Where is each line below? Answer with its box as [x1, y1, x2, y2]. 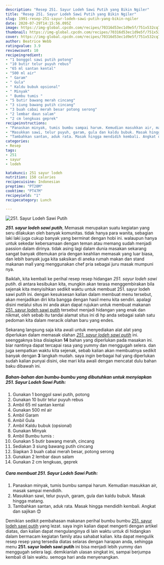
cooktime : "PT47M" [5, 188, 43, 193]
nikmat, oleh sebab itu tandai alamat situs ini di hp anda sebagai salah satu [5, 312, 155, 318]
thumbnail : [5, 30, 28, 35]
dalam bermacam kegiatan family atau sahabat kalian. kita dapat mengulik [5, 533, 154, 540]
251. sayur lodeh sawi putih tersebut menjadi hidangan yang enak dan [5, 307, 146, 313]
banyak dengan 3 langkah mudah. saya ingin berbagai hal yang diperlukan [5, 353, 155, 358]
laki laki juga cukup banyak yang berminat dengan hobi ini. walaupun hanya [5, 235, 157, 241]
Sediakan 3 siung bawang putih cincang [12, 443, 93, 449]
